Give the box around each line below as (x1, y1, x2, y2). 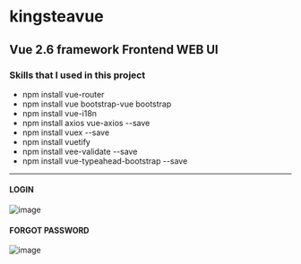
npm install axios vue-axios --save (21, 117, 150, 128)
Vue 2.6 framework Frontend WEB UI (9, 42, 219, 57)
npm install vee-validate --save (21, 146, 138, 157)
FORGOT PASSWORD (9, 225, 90, 235)
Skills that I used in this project (9, 69, 146, 81)
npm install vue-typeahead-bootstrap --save (21, 155, 188, 166)
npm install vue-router (21, 89, 105, 99)
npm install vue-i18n (21, 107, 97, 118)
